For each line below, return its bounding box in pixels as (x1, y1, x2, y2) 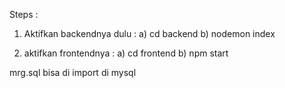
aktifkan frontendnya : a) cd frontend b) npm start (23, 47, 229, 59)
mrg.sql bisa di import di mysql (9, 67, 137, 78)
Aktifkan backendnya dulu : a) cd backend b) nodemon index (23, 28, 276, 39)
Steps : (9, 9, 39, 20)
